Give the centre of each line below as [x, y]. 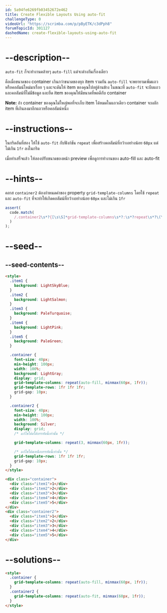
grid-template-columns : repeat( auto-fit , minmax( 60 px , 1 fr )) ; [80, 596]
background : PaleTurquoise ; [43, 313]
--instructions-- [39, 129]
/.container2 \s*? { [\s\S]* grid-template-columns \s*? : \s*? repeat [81, 217]
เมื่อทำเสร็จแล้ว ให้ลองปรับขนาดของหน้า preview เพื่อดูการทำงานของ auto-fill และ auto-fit [83, 158]
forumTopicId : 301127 [28, 28]
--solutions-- [33, 560]
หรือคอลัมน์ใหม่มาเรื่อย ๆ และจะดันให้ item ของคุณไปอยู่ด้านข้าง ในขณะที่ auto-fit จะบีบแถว [83, 87]
